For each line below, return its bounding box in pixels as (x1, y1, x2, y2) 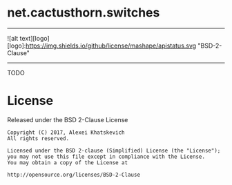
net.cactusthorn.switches (7, 5, 160, 21)
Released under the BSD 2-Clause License (7, 115, 128, 124)
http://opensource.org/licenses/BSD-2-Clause (7, 171, 140, 178)
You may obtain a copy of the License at (7, 159, 128, 166)
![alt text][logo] (7, 34, 50, 42)
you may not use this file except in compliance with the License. (7, 153, 206, 160)
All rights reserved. (7, 135, 70, 142)
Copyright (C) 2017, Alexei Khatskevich (7, 129, 126, 136)
